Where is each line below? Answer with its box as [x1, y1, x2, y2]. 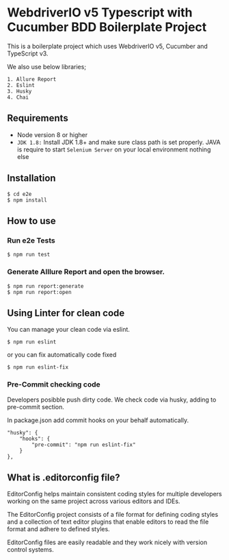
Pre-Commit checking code [7, 380, 100, 389]
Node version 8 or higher [16, 130, 87, 138]
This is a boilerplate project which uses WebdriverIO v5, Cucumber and [7, 42, 208, 50]
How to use [7, 215, 56, 227]
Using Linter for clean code [7, 307, 125, 319]
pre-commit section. [7, 402, 65, 411]
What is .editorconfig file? [7, 472, 120, 484]
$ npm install [7, 197, 48, 204]
